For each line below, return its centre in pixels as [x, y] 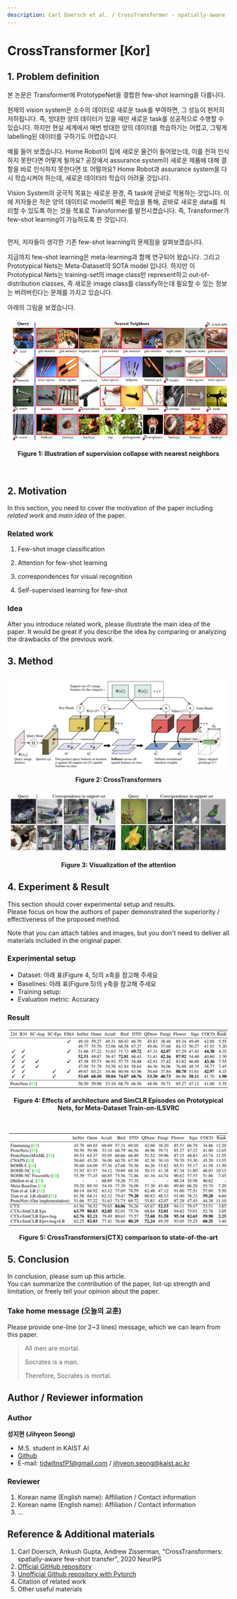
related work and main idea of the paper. [67, 515]
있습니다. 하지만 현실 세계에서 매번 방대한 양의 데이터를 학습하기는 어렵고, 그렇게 [117, 127]
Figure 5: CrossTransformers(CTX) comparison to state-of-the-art [119, 1237]
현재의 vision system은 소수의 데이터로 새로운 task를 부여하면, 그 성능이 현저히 [116, 110]
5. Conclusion [38, 1259]
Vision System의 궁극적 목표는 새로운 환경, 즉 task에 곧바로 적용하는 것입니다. [115, 193]
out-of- [199, 274]
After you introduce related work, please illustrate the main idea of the [109, 624]
